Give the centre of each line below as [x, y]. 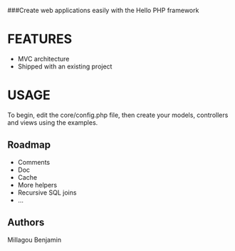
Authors [26, 223]
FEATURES [40, 39]
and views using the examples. [53, 122]
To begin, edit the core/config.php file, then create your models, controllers [118, 115]
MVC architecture [43, 58]
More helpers [37, 185]
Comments [34, 162]
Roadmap [29, 145]
